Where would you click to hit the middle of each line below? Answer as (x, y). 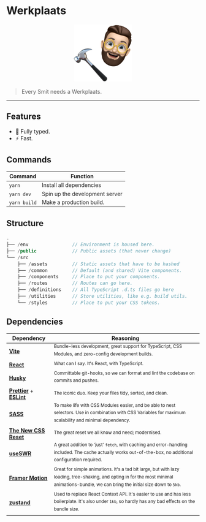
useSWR (20, 453)
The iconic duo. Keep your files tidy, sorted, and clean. (111, 393)
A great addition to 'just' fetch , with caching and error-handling (121, 445)
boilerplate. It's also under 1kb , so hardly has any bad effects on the (124, 502)
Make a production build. (73, 202)
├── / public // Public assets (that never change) (89, 251)
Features (24, 117)
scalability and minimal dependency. (92, 420)
